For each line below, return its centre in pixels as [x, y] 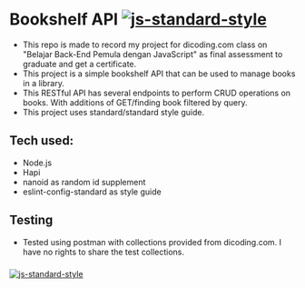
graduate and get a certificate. [79, 64]
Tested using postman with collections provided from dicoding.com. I [152, 242]
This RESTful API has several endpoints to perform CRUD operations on [157, 93]
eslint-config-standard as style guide [92, 192]
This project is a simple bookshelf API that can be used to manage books [159, 74]
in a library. [44, 83]
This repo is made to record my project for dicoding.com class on [145, 45]
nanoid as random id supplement [84, 182]
